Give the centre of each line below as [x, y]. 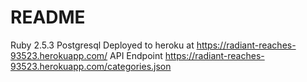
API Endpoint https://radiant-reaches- [187, 55]
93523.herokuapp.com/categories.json [91, 66]
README [48, 17]
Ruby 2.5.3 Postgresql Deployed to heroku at [102, 45]
